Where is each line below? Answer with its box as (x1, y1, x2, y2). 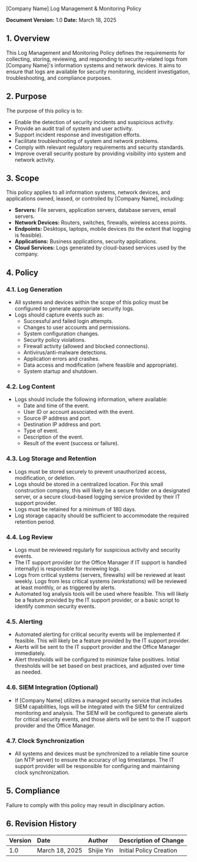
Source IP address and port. (23, 414, 92, 422)
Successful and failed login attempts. (23, 318, 113, 325)
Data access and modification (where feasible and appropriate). (23, 361, 178, 368)
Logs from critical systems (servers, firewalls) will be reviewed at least (14, 572, 185, 579)
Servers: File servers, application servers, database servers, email (14, 207, 176, 214)
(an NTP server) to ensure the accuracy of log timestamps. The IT (14, 756, 175, 763)
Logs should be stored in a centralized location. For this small (14, 481, 163, 488)
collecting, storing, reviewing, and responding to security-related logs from (6, 55, 188, 63)
